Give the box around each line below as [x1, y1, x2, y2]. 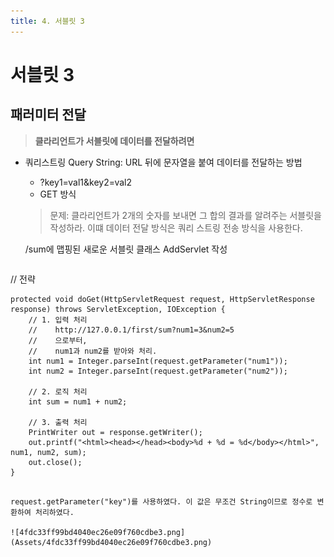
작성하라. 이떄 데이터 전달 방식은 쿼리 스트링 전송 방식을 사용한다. [49, 221, 303, 234]
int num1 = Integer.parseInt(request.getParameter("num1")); [28, 356, 288, 366]
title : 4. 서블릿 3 [10, 16, 85, 26]
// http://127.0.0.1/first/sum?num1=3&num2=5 [28, 325, 235, 335]
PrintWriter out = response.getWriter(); [28, 427, 203, 437]
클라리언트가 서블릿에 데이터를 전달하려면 [34, 135, 195, 147]
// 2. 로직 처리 [28, 386, 88, 397]
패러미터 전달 [10, 106, 87, 124]
